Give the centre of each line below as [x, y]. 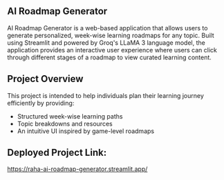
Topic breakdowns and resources [65, 123]
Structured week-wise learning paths [70, 116]
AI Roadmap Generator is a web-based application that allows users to [108, 28]
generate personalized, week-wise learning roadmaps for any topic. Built [111, 35]
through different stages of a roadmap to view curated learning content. [110, 57]
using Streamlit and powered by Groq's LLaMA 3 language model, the [106, 42]
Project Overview [45, 79]
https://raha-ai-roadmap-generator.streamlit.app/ [77, 169]
